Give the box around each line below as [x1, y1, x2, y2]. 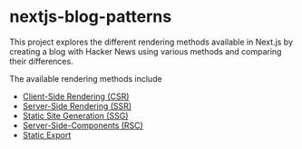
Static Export [22, 129, 72, 140]
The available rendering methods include [9, 73, 162, 84]
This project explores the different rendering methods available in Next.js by [9, 36, 293, 47]
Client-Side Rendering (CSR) [22, 91, 130, 102]
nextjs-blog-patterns [9, 6, 172, 27]
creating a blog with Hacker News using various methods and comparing [9, 45, 282, 56]
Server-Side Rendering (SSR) [22, 100, 132, 111]
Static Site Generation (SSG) [22, 110, 129, 121]
